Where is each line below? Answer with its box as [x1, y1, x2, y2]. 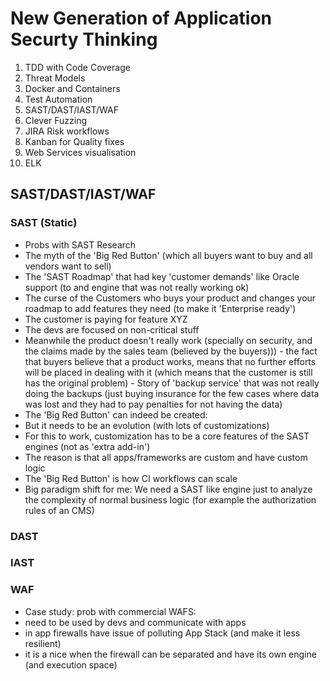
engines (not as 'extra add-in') [24, 440, 151, 452]
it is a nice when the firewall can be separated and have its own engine [24, 648, 317, 660]
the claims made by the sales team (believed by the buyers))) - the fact [24, 345, 318, 357]
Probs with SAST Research [24, 238, 137, 251]
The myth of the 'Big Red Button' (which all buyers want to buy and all [24, 249, 313, 261]
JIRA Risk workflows [24, 125, 110, 137]
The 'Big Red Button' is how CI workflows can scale [24, 472, 238, 484]
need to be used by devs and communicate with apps [24, 616, 247, 628]
